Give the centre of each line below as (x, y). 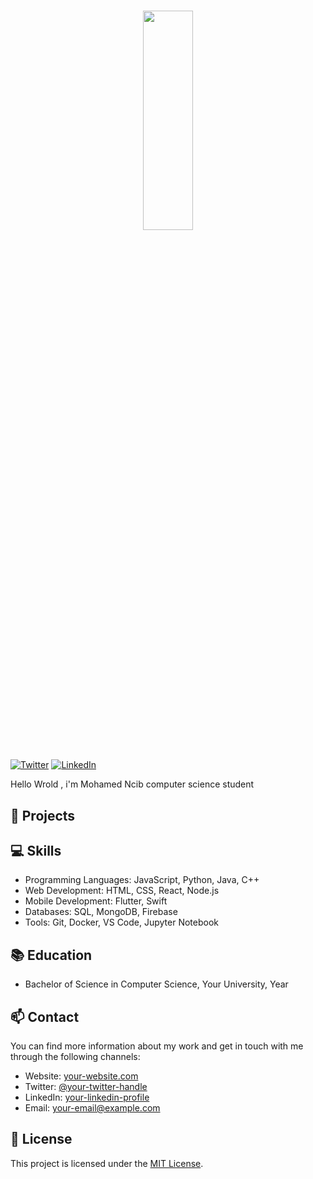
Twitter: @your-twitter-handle (86, 1087)
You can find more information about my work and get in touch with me (157, 1046)
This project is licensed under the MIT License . (107, 1163)
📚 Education (51, 955)
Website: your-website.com (81, 1076)
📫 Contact (45, 1016)
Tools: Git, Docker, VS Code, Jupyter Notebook (122, 922)
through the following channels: (75, 1057)
